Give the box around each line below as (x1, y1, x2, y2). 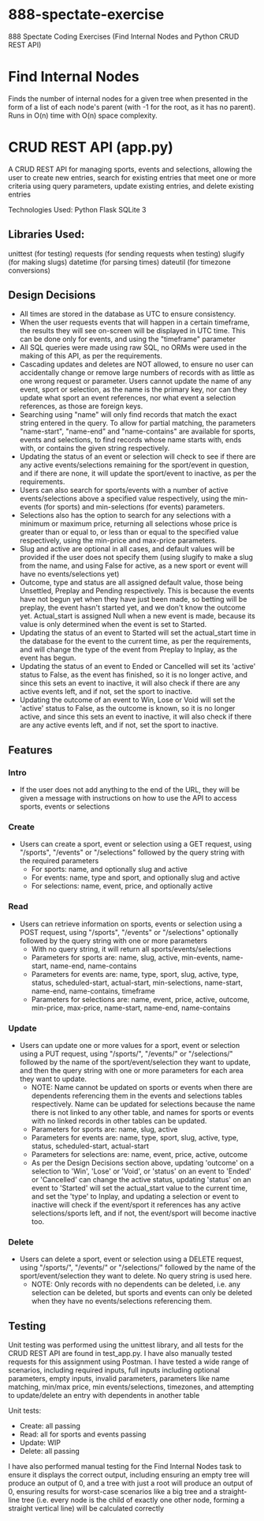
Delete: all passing (19, 1447, 80, 1456)
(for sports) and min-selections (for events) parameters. (43, 502, 225, 512)
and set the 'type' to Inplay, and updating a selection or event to (31, 1192, 239, 1201)
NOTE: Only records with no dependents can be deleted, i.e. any (31, 1279, 241, 1289)
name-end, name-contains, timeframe (31, 986, 155, 996)
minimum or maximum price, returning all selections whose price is (19, 519, 238, 528)
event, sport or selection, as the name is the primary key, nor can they (19, 385, 247, 394)
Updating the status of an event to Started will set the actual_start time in (19, 628, 256, 637)
